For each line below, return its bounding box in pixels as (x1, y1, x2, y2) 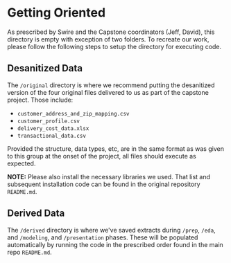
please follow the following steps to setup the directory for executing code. (7, 42, 222, 51)
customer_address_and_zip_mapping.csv (17, 110, 130, 117)
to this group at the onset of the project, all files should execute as (7, 152, 196, 160)
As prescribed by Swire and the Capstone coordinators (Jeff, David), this (7, 28, 215, 36)
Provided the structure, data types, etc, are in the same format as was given (7, 144, 224, 153)
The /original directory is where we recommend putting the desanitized (7, 81, 215, 89)
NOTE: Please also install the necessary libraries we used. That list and (7, 172, 210, 181)
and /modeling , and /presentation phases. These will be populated (7, 233, 198, 242)
